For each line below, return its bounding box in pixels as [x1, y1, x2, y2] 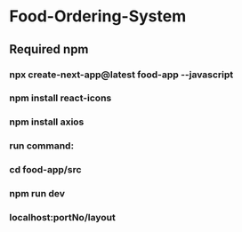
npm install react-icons [9, 92, 112, 104]
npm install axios [9, 116, 85, 128]
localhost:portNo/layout [9, 212, 116, 224]
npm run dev [9, 188, 65, 200]
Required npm [9, 42, 89, 57]
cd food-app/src [9, 164, 82, 176]
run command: [9, 140, 74, 152]
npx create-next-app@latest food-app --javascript [9, 68, 234, 81]
